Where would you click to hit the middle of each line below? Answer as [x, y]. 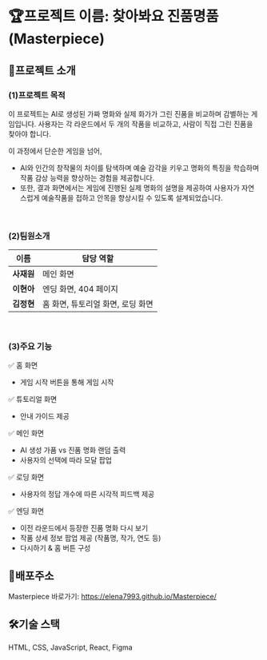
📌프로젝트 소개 [42, 70]
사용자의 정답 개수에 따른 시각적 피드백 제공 [87, 494]
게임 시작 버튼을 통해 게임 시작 [67, 382]
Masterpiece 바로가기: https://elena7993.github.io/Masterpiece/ [113, 597]
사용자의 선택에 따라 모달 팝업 [66, 460]
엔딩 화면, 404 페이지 [80, 289]
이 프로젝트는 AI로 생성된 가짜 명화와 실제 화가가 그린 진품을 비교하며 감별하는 [129, 113]
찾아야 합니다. [30, 133]
